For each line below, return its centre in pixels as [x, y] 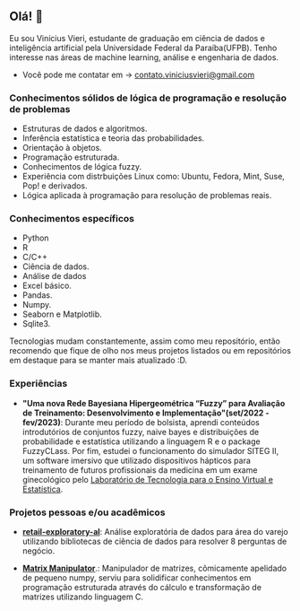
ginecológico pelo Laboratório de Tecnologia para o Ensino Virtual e [147, 479]
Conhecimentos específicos [72, 219]
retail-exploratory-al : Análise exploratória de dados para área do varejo [155, 532]
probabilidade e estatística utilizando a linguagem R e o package [141, 441]
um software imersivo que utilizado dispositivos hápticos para [136, 460]
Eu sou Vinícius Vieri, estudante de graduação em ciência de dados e [137, 38]
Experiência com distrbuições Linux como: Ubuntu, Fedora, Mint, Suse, [153, 177]
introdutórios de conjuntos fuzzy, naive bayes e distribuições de [141, 432]
